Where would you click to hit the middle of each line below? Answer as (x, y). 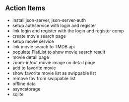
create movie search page (39, 36)
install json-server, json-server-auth (49, 20)
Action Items (25, 8)
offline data (24, 84)
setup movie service (33, 41)
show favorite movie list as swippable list (54, 73)
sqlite (18, 94)
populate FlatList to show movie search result (59, 52)
